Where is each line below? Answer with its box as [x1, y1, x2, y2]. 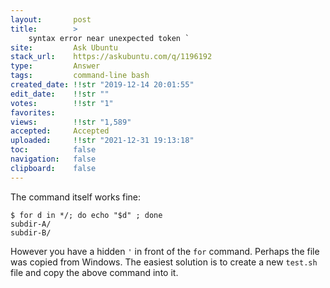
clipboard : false [10, 163, 97, 173]
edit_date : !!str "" [10, 89, 110, 99]
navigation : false [10, 154, 97, 164]
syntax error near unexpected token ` [28, 33, 190, 43]
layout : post [10, 14, 92, 25]
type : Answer [10, 61, 101, 71]
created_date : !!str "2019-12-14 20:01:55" [10, 80, 195, 90]
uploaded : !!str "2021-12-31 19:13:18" [10, 136, 195, 146]
